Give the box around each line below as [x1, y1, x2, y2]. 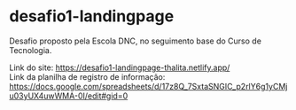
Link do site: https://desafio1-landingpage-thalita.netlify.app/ [9, 62, 230, 73]
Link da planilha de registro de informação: [9, 71, 166, 82]
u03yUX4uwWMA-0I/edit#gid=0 [9, 90, 129, 101]
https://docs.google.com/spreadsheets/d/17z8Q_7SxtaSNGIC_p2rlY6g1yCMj [9, 81, 288, 91]
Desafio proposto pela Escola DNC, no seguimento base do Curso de [9, 35, 261, 46]
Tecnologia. [9, 44, 52, 55]
